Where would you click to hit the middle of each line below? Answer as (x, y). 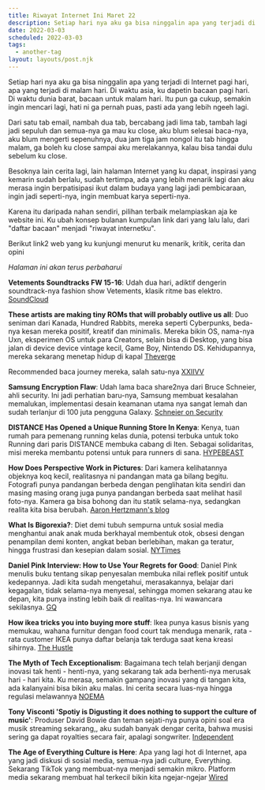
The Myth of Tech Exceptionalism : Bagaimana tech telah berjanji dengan (127, 662)
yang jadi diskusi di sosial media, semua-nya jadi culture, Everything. (120, 760)
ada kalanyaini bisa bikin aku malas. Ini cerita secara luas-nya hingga (120, 688)
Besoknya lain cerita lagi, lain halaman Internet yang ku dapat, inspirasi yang (132, 171)
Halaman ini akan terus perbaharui (65, 267)
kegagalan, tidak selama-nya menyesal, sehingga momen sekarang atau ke (130, 590)
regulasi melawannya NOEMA (56, 696)
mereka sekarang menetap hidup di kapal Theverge (92, 356)
